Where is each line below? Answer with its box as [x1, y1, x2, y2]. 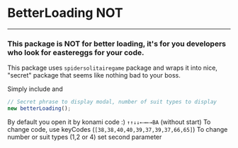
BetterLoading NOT [7, 5, 123, 21]
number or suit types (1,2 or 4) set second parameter [7, 132, 162, 141]
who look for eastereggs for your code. [7, 47, 144, 57]
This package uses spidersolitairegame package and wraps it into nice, [7, 63, 218, 72]
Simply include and [7, 85, 64, 93]
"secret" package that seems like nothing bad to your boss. [7, 71, 181, 80]
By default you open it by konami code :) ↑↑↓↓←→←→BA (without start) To [7, 118, 211, 126]
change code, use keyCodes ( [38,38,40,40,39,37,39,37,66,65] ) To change [7, 125, 228, 133]
